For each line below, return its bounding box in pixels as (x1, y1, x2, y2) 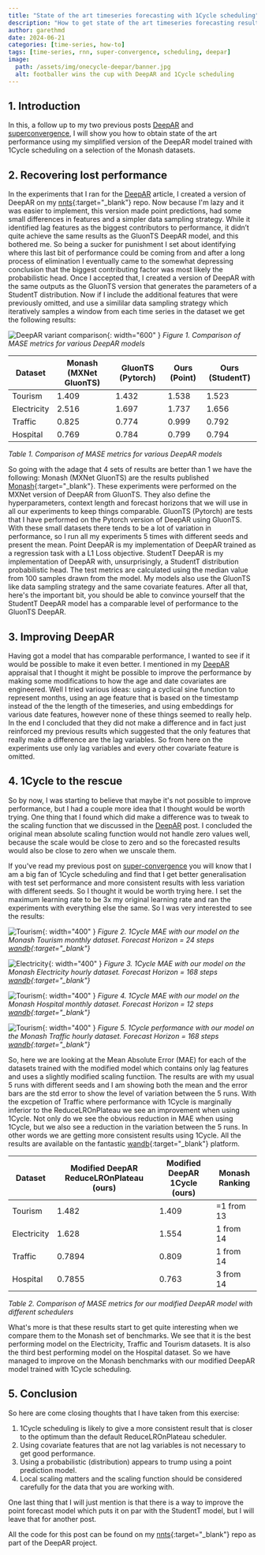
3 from (215, 1268, 241, 1280)
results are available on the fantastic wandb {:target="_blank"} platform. (8, 1138, 241, 1148)
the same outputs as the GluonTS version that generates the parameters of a (8, 282, 257, 291)
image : (8, 56, 30, 64)
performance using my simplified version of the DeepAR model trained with (8, 137, 253, 147)
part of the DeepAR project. (8, 1538, 98, 1547)
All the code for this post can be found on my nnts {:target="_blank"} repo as (8, 1529, 256, 1539)
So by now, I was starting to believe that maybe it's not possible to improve (8, 795, 252, 805)
